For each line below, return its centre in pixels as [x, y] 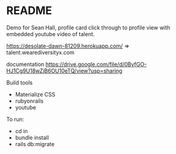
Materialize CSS [35, 94]
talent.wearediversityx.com [40, 52]
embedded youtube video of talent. [51, 34]
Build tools [19, 82]
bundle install [32, 137]
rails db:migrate [35, 144]
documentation [25, 64]
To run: [15, 119]
